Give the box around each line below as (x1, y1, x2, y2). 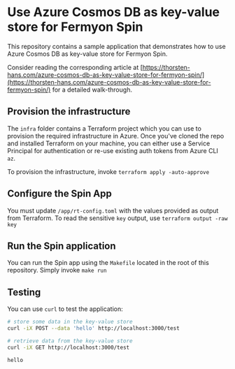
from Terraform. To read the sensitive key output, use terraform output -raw (7, 214, 228, 222)
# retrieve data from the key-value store (7, 337, 133, 345)
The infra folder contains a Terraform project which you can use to (7, 124, 201, 133)
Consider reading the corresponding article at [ (7, 63, 143, 71)
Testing (7, 286, 41, 298)
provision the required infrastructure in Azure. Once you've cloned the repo (7, 131, 225, 140)
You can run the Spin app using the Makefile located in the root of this (7, 259, 210, 267)
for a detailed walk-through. (52, 85, 133, 94)
